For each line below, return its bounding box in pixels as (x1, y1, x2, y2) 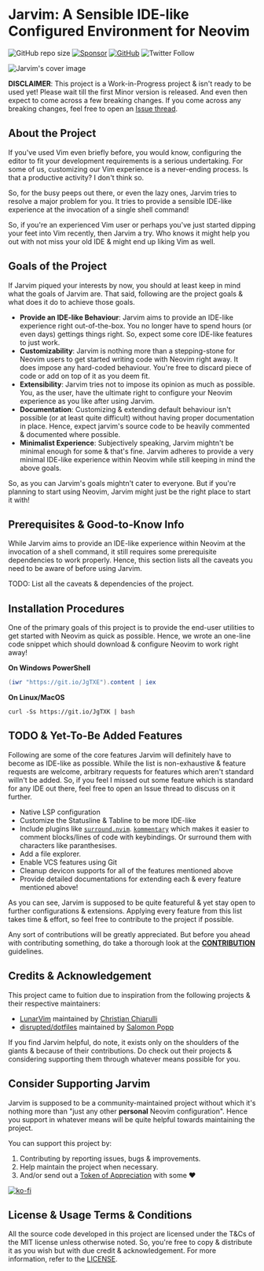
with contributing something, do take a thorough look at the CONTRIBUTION (8, 938, 255, 947)
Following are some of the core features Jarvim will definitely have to (8, 750, 232, 759)
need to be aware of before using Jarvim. (8, 564, 143, 573)
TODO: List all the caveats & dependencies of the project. (8, 579, 194, 588)
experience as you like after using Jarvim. (19, 396, 156, 406)
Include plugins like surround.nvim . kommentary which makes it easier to (19, 824, 250, 833)
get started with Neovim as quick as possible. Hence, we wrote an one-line (8, 632, 251, 641)
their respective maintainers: (8, 999, 101, 1008)
